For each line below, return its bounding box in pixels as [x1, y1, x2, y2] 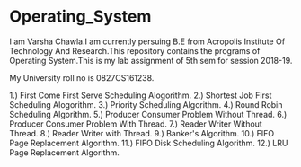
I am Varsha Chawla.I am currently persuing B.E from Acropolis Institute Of [9, 36, 286, 47]
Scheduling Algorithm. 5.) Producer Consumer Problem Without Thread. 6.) [9, 109, 288, 119]
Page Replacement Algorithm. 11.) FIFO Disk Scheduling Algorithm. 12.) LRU [9, 137, 288, 148]
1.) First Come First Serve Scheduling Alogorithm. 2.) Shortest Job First [9, 90, 272, 101]
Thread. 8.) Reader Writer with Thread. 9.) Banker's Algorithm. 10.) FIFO [9, 127, 275, 138]
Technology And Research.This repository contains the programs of [9, 45, 261, 56]
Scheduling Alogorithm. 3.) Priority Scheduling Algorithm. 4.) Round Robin [9, 99, 283, 110]
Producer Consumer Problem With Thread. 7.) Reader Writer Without [9, 119, 262, 129]
